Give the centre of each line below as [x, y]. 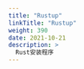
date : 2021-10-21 [37, 38]
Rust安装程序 [35, 52]
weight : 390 [28, 30]
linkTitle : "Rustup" [43, 23]
